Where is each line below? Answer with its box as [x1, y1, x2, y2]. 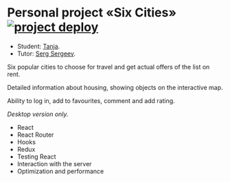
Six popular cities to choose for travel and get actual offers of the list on [7, 62, 210, 71]
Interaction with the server [16, 159, 92, 168]
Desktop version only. [7, 110, 69, 118]
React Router [16, 130, 54, 139]
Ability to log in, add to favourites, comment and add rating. [7, 96, 175, 104]
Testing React [16, 152, 56, 161]
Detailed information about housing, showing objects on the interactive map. [7, 83, 223, 91]
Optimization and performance [16, 167, 104, 175]
